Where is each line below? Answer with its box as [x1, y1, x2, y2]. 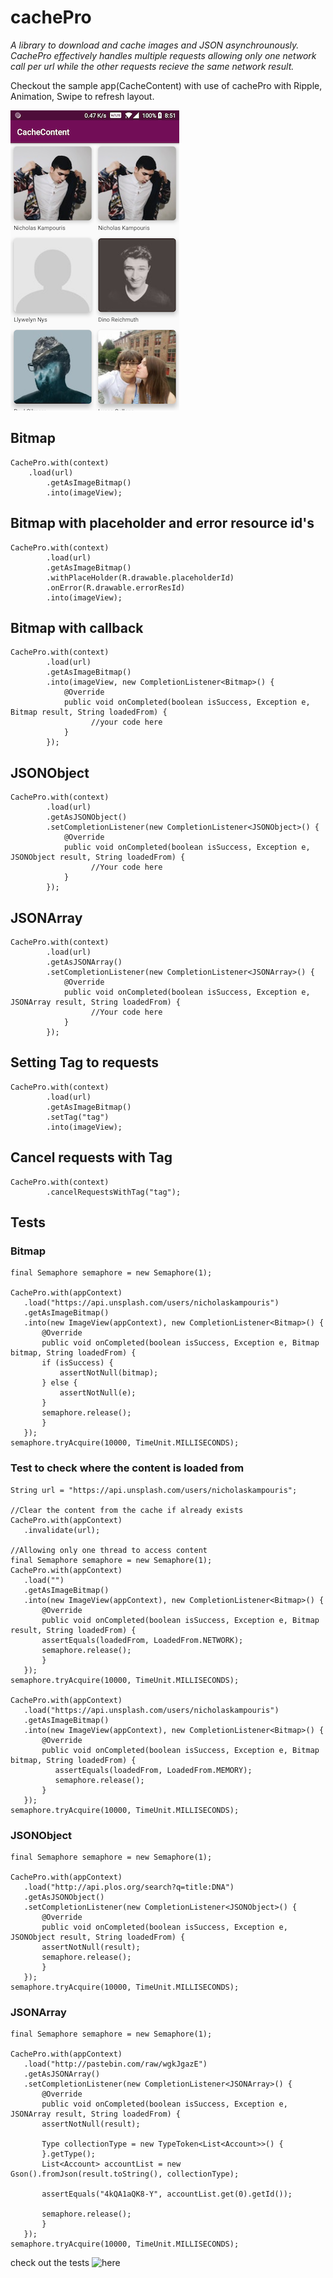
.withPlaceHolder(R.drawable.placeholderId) [46, 572, 235, 583]
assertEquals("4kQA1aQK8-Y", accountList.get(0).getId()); [41, 2189, 293, 2200]
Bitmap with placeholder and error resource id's [10, 515, 315, 532]
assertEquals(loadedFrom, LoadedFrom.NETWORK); [41, 1635, 244, 1645]
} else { [41, 1378, 78, 1388]
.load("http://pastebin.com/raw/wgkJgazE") [23, 2059, 208, 2070]
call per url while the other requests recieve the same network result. [10, 60, 295, 72]
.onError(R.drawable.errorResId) [46, 582, 186, 593]
